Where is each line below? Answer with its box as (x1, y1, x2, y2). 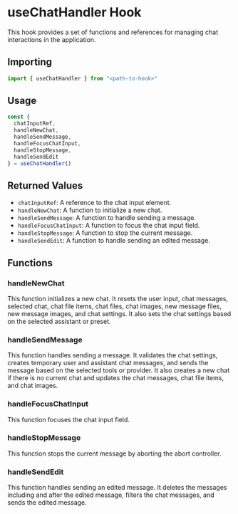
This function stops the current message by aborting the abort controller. (7, 449, 222, 458)
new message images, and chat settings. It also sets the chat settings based (7, 309, 232, 318)
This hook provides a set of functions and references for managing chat (7, 28, 219, 36)
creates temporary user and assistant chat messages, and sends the (7, 359, 209, 367)
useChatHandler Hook (7, 4, 142, 21)
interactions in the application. (7, 35, 96, 43)
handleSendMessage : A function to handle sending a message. (17, 214, 196, 222)
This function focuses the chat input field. (7, 415, 130, 424)
